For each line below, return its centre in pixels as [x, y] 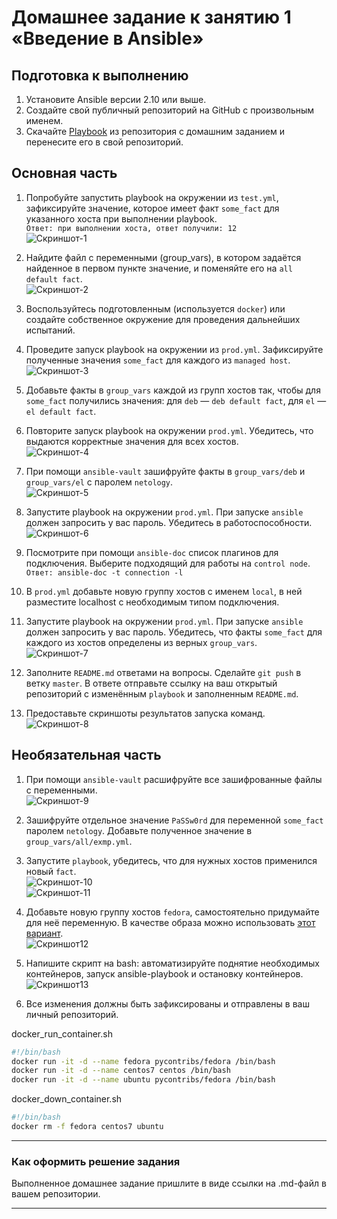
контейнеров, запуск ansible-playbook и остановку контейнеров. [164, 973]
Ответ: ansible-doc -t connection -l [104, 572]
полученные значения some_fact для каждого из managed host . [158, 360]
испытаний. [50, 330]
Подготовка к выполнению [100, 75]
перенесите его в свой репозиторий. [104, 142]
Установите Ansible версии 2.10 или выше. [116, 99]
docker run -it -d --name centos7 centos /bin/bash [121, 1071]
